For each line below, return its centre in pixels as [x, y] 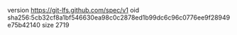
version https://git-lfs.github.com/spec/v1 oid [73, 10]
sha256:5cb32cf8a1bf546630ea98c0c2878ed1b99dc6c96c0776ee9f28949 [119, 17]
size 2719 [55, 25]
